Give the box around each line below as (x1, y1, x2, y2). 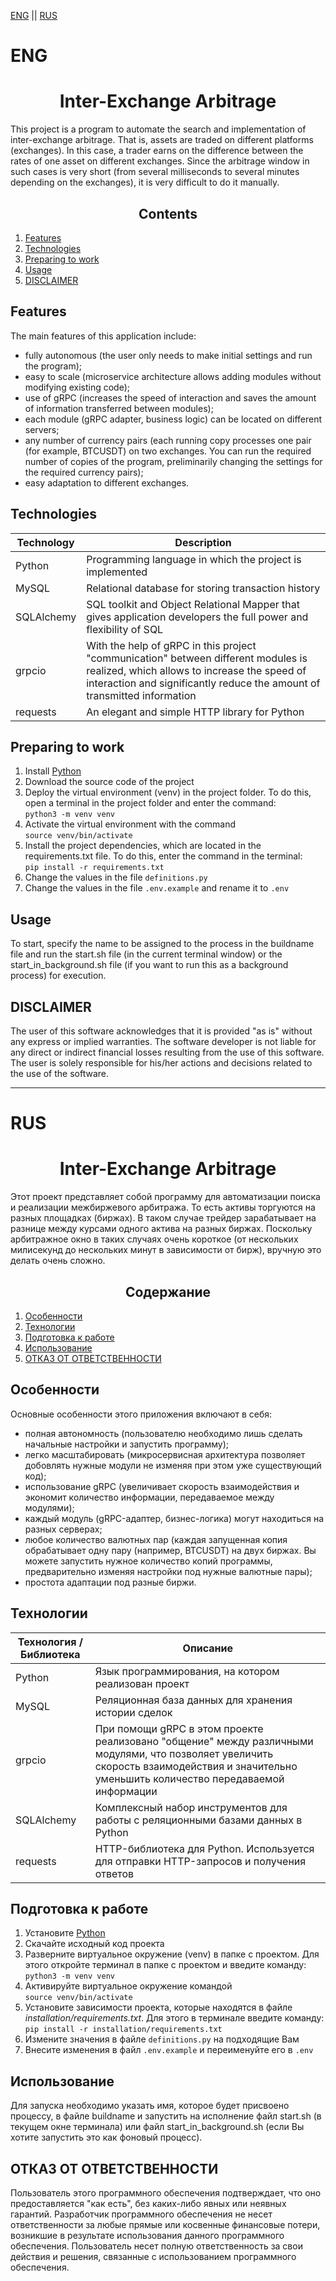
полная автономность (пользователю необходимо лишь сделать (24, 1427, 303, 1439)
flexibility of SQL (86, 622, 164, 636)
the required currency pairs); (24, 466, 144, 478)
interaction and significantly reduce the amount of (86, 676, 321, 690)
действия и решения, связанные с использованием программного (10, 2251, 297, 2262)
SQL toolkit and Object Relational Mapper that (86, 597, 300, 611)
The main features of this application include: (10, 330, 197, 342)
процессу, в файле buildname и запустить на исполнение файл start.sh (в (10, 2110, 322, 2122)
